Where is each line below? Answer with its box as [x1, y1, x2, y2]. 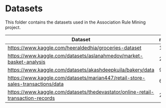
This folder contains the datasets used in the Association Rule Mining [5, 19, 146, 25]
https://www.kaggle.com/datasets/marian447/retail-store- [7, 74, 146, 81]
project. [5, 24, 21, 30]
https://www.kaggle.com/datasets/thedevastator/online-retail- [7, 88, 154, 95]
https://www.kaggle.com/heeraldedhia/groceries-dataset [7, 44, 142, 51]
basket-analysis [7, 58, 45, 65]
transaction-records [7, 94, 55, 101]
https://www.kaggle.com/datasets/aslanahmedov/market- [7, 52, 143, 59]
